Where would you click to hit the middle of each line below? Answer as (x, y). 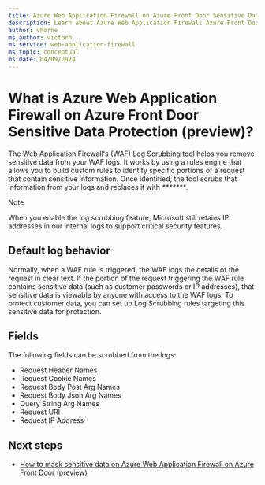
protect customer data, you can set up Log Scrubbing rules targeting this (127, 303)
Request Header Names (58, 370)
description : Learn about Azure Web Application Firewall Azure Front (127, 23)
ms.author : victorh (40, 37)
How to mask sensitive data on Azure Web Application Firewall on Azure (137, 465)
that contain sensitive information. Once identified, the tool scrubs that (123, 179)
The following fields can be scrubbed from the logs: (92, 355)
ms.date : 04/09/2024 (42, 60)
